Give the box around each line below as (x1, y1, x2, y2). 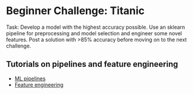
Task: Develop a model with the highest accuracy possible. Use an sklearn (6, 23, 185, 31)
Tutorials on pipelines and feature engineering (6, 59, 178, 69)
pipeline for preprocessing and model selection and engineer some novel (6, 29, 182, 36)
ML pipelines (14, 75, 46, 82)
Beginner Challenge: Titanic (6, 4, 145, 18)
